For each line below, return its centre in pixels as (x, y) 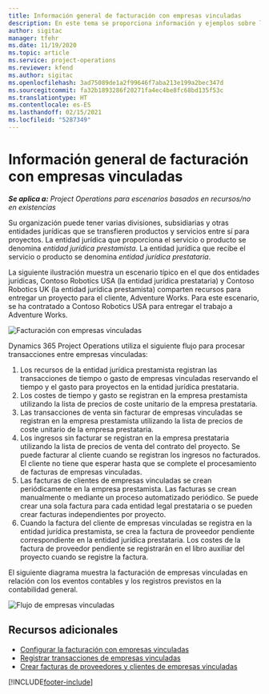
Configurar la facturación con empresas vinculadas (104, 649)
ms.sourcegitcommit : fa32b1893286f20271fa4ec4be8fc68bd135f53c (116, 90)
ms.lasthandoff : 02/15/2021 (55, 113)
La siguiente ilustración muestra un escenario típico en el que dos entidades (134, 272)
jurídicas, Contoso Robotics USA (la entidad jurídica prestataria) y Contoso (131, 280)
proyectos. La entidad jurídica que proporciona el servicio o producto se (127, 239)
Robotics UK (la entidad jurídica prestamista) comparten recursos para (125, 289)
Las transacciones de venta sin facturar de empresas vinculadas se (131, 412)
